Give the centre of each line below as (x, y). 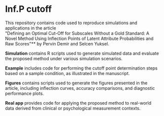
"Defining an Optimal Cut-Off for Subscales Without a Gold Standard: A (77, 33)
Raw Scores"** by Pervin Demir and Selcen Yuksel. (57, 43)
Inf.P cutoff (29, 9)
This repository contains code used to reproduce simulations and (71, 23)
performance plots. (25, 93)
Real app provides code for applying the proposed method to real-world (78, 103)
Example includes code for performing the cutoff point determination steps (81, 68)
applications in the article (31, 28)
